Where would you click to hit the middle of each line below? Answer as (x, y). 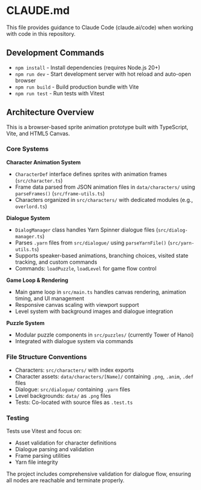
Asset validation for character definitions (66, 443)
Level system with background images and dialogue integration (94, 311)
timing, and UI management (50, 298)
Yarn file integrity (37, 462)
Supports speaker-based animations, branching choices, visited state (102, 255)
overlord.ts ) (31, 206)
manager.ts (29, 237)
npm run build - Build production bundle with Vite (77, 87)
